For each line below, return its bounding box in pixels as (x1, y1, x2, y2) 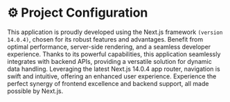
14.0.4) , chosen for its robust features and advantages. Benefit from (7, 35, 203, 43)
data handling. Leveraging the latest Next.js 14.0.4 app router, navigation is (7, 65, 220, 73)
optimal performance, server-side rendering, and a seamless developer (7, 42, 211, 51)
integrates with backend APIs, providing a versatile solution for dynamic (7, 57, 213, 65)
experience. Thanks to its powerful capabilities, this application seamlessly (7, 50, 221, 58)
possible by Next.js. (7, 87, 64, 95)
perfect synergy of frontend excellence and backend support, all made (7, 79, 209, 87)
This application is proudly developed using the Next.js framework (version (7, 28, 223, 36)
